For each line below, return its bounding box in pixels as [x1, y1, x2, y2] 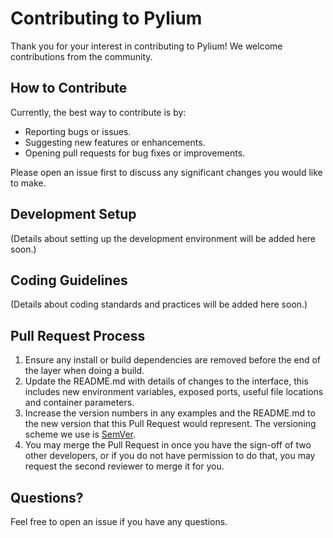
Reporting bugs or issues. [24, 125, 132, 137]
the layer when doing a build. [24, 365, 145, 377]
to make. [10, 177, 47, 189]
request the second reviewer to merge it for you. [24, 460, 225, 472]
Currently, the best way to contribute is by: [10, 106, 187, 118]
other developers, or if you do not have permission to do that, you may [24, 450, 316, 462]
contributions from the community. [10, 50, 153, 62]
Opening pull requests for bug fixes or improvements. [24, 147, 246, 159]
